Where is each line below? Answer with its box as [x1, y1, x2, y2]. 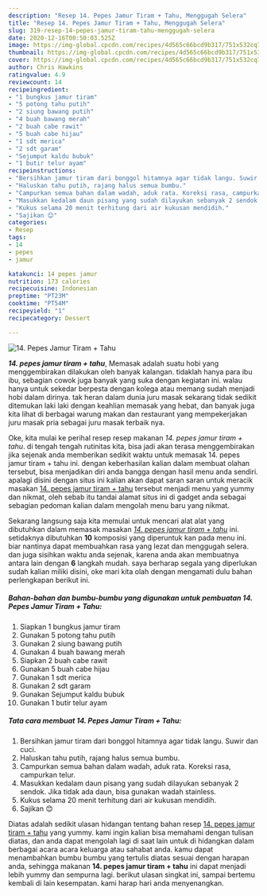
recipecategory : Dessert [8, 314, 91, 322]
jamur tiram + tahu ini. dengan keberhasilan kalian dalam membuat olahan [8, 458, 250, 467]
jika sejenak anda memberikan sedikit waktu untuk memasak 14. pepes [8, 450, 241, 460]
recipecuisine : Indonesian [8, 285, 98, 293]
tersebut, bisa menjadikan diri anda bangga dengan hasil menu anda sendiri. [8, 467, 258, 476]
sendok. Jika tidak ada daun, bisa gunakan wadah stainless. [19, 786, 217, 796]
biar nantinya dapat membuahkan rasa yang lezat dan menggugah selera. [8, 541, 249, 551]
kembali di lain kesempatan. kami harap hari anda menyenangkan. [8, 878, 224, 887]
